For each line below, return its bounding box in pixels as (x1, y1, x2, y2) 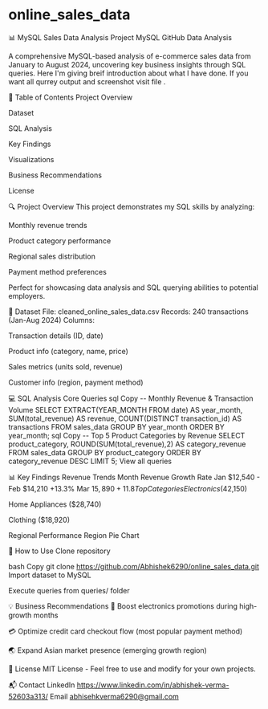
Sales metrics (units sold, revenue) (8, 361, 123, 371)
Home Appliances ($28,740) (8, 499, 102, 509)
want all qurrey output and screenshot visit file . (8, 76, 166, 86)
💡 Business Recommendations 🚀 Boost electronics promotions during (8, 601, 238, 611)
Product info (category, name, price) (8, 346, 128, 356)
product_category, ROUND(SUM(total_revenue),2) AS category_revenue (8, 439, 246, 449)
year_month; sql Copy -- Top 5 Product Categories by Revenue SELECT (8, 430, 246, 440)
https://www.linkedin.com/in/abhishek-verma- (76, 680, 229, 690)
